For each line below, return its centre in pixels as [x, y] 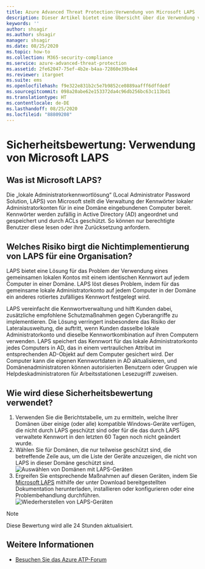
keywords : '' [23, 23]
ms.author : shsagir [31, 35]
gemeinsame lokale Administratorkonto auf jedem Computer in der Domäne [101, 291]
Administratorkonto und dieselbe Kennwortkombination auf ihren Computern [102, 335]
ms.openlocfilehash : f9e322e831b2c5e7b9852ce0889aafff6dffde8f [88, 86]
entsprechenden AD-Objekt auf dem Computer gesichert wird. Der [90, 354]
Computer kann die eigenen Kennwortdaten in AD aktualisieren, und [92, 361]
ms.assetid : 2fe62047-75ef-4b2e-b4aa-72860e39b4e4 [72, 69]
